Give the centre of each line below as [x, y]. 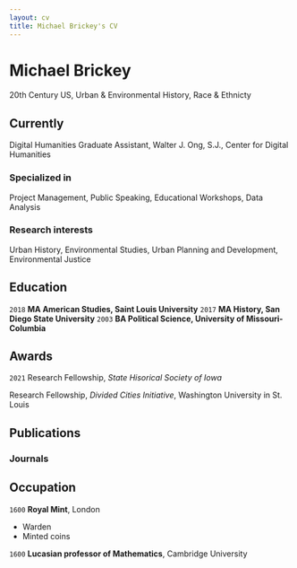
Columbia [28, 328]
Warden [37, 527]
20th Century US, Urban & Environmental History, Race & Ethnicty [131, 95]
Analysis [25, 206]
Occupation [42, 488]
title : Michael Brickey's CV [64, 26]
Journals [29, 459]
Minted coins [46, 536]
